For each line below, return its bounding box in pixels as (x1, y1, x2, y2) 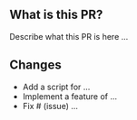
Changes (9, 58, 62, 73)
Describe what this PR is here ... (9, 31, 129, 42)
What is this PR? (9, 7, 103, 23)
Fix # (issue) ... (22, 100, 79, 111)
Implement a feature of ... (22, 90, 118, 102)
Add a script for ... (22, 81, 91, 92)
